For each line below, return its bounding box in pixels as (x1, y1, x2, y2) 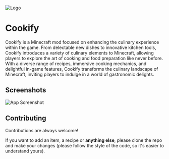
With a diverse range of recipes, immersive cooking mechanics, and (5, 61, 147, 67)
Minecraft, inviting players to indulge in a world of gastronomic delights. (5, 71, 154, 77)
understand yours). (5, 148, 45, 154)
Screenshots (5, 86, 46, 94)
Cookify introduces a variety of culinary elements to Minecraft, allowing (5, 49, 154, 56)
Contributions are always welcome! (5, 127, 79, 133)
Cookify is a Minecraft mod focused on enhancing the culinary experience (5, 39, 159, 45)
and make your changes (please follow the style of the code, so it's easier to (5, 142, 164, 148)
